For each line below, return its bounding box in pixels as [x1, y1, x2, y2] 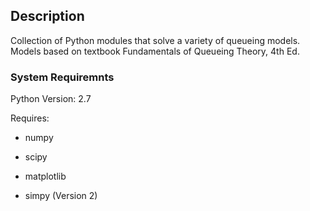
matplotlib [24, 170, 67, 183]
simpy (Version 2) [24, 190, 98, 202]
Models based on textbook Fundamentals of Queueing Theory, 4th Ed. [10, 45, 300, 57]
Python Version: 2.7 [10, 93, 92, 105]
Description [10, 8, 85, 25]
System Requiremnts [10, 70, 115, 84]
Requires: [10, 112, 50, 124]
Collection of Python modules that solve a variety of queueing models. [10, 34, 301, 46]
